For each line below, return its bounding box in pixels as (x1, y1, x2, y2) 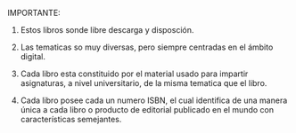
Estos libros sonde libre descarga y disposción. (20, 25, 194, 35)
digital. (20, 51, 45, 61)
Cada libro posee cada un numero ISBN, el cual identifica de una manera (20, 95, 288, 106)
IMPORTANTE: (7, 8, 61, 18)
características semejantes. (20, 114, 122, 124)
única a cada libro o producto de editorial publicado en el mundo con (20, 105, 275, 114)
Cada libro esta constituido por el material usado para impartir (20, 68, 249, 79)
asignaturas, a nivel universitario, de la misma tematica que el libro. (20, 78, 267, 88)
